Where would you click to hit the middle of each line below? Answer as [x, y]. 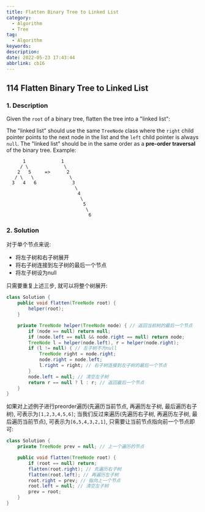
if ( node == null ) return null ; [70, 331]
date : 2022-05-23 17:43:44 [41, 58]
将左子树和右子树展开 [42, 257]
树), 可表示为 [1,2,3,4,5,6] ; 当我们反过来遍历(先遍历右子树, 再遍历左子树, [99, 414]
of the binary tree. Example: [41, 150]
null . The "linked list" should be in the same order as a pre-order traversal [101, 144]
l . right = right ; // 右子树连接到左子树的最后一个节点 [103, 366]
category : [19, 18]
